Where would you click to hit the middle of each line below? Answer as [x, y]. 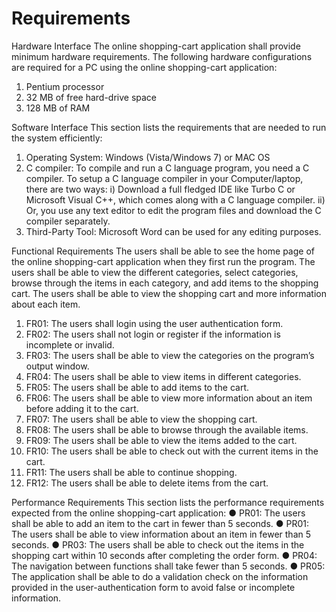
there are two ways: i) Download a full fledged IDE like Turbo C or [160, 189]
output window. [57, 366]
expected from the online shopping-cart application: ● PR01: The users [158, 513]
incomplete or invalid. [70, 344]
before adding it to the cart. [82, 408]
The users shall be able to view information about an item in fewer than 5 [161, 534]
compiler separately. [68, 221]
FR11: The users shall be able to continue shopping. [131, 472]
